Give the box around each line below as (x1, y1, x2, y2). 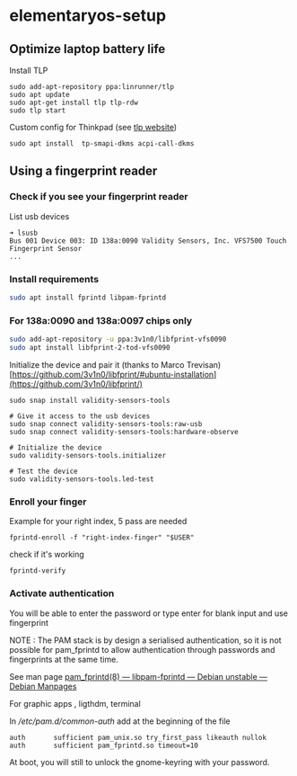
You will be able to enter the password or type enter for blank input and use (9, 608, 289, 619)
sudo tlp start (9, 106, 66, 115)
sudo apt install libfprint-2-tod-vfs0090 (9, 343, 170, 352)
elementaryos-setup (9, 5, 167, 26)
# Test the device (9, 467, 78, 476)
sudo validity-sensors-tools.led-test (9, 474, 154, 484)
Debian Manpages (9, 681, 77, 691)
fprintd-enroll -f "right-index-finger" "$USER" (9, 533, 195, 542)
